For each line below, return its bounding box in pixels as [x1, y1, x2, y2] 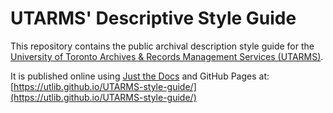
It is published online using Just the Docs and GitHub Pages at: [10, 70, 270, 82]
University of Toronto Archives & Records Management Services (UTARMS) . [10, 50, 324, 62]
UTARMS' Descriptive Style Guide [10, 7, 297, 30]
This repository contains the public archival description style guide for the [10, 40, 315, 52]
